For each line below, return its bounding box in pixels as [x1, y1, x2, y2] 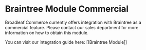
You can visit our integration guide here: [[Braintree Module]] [5, 39, 128, 45]
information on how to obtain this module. [5, 30, 89, 35]
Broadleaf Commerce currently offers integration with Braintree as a [5, 19, 142, 25]
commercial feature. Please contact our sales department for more [5, 24, 139, 30]
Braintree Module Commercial [5, 3, 129, 15]
